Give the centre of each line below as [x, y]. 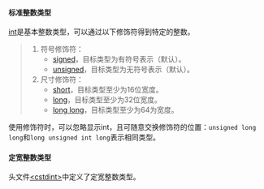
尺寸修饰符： [62, 79]
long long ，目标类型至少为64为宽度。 [115, 110]
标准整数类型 [30, 12]
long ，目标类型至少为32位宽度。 [107, 100]
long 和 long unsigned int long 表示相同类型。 [84, 137]
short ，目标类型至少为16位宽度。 [108, 90]
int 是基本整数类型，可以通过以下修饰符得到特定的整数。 [102, 32]
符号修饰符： [62, 49]
